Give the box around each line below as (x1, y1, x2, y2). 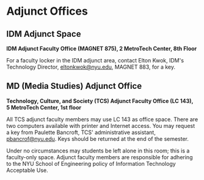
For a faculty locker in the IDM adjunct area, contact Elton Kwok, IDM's (6, 57, 184, 64)
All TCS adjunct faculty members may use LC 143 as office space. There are (6, 115, 199, 123)
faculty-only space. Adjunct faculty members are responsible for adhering (6, 153, 193, 160)
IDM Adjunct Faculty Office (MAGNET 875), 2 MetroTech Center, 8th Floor (6, 45, 197, 52)
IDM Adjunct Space (6, 29, 81, 39)
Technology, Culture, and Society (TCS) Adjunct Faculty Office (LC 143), (6, 97, 194, 105)
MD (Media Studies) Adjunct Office (6, 81, 142, 91)
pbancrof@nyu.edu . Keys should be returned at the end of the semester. (6, 135, 189, 142)
